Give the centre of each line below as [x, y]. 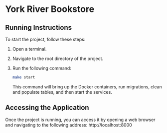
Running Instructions [39, 28]
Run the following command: [42, 68]
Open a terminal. [29, 49]
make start [24, 77]
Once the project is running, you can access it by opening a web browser [80, 120]
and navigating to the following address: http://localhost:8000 [69, 125]
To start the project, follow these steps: [45, 39]
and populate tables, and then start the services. [62, 92]
